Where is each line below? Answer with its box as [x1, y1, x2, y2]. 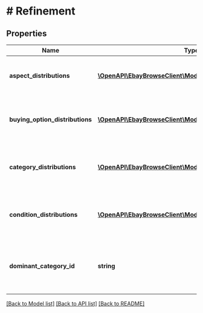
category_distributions [9, 163, 76, 171]
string [97, 262, 116, 270]
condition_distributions [9, 210, 78, 219]
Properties [6, 28, 47, 39]
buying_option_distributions [9, 115, 92, 123]
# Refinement [6, 4, 76, 18]
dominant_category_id [9, 262, 75, 270]
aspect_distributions [9, 71, 70, 80]
